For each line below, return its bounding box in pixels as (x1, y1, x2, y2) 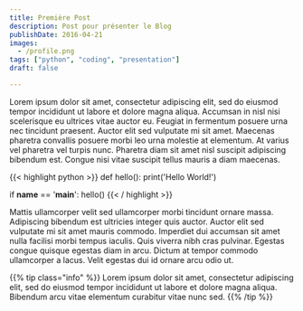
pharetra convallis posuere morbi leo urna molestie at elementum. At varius (9, 135, 289, 146)
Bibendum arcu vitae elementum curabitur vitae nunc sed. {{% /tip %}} (9, 291, 274, 302)
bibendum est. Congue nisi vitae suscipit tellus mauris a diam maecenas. (9, 154, 280, 165)
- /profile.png (17, 47, 75, 56)
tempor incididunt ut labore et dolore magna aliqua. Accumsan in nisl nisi (9, 106, 280, 117)
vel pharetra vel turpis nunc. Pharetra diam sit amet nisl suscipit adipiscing (9, 144, 287, 155)
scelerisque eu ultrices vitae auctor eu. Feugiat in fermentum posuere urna (9, 115, 288, 127)
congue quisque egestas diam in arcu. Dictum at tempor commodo (9, 245, 259, 256)
